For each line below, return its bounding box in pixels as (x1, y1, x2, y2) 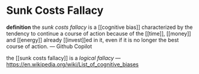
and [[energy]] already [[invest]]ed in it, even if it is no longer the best (6, 36, 179, 43)
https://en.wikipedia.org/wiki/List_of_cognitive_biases (6, 61, 139, 68)
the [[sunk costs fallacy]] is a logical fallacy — (6, 54, 121, 61)
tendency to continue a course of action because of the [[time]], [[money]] (6, 29, 191, 37)
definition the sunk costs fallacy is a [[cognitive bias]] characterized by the (6, 23, 194, 31)
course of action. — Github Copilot (6, 43, 92, 50)
